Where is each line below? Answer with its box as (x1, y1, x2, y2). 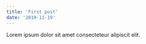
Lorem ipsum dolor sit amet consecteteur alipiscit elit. (6, 31, 141, 38)
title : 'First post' (6, 8, 59, 15)
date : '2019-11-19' (6, 14, 56, 20)
